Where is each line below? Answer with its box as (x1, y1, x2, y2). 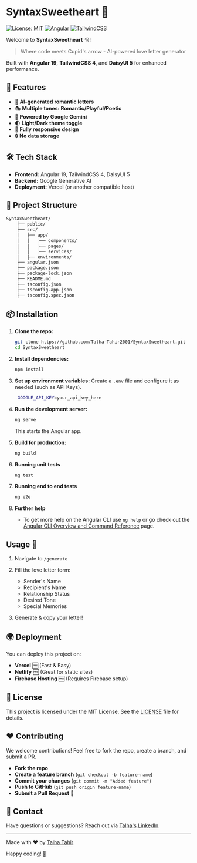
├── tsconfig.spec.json (16, 292, 75, 298)
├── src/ (16, 227, 38, 233)
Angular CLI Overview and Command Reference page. (23, 522, 155, 529)
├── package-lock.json (16, 270, 72, 277)
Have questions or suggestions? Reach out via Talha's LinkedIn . (6, 822, 160, 829)
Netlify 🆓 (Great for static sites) (14, 668, 93, 675)
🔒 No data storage (14, 132, 60, 139)
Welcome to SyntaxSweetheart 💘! (6, 36, 91, 43)
